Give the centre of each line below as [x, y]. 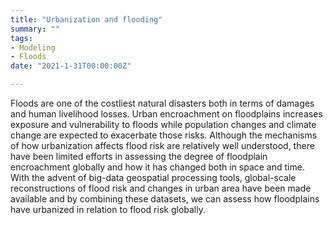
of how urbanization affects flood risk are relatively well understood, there [162, 145]
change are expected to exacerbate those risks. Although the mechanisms [164, 135]
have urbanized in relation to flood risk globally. [108, 209]
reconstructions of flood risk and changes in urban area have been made [161, 188]
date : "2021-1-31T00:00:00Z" [71, 66]
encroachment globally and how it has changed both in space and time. [157, 167]
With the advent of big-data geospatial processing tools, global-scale [153, 177]
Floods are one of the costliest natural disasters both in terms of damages [162, 103]
